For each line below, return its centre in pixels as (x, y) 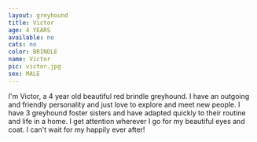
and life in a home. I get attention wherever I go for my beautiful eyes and (127, 121)
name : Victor (29, 60)
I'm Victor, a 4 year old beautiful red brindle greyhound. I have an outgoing (129, 96)
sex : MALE (24, 74)
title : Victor (31, 23)
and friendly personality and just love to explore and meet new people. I (124, 104)
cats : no (22, 45)
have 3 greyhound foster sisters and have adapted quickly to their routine (127, 113)
